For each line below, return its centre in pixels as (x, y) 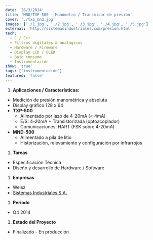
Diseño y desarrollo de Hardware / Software (59, 168)
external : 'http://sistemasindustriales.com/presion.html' (69, 29)
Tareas (20, 153)
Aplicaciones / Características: (46, 90)
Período (21, 202)
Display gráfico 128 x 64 (38, 105)
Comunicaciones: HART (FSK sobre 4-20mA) (67, 126)
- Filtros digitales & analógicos (46, 43)
